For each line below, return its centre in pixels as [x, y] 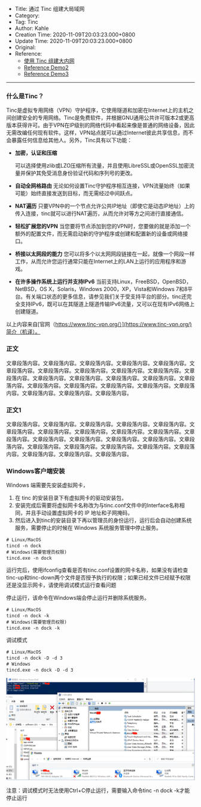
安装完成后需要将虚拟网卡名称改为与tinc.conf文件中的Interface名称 [97, 505]
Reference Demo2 [46, 67]
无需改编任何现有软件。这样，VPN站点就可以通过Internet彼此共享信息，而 [97, 133]
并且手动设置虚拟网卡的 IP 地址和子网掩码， [79, 513]
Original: [25, 47]
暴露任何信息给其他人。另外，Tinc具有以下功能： [72, 140]
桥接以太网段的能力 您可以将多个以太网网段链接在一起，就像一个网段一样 [105, 254]
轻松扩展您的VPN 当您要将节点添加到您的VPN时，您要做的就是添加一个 [103, 226]
